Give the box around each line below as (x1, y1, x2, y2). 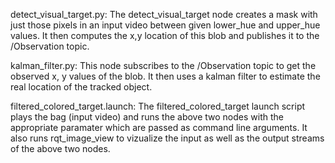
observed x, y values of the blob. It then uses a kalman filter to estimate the (10, 70, 321, 82)
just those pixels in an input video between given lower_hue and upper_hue (10, 19, 321, 31)
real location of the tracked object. (10, 81, 153, 93)
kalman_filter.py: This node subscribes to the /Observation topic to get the (10, 60, 317, 71)
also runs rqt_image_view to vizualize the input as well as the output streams (10, 132, 325, 144)
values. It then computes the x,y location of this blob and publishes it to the (10, 30, 320, 41)
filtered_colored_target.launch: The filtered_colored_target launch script (10, 100, 306, 112)
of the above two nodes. (10, 143, 111, 154)
